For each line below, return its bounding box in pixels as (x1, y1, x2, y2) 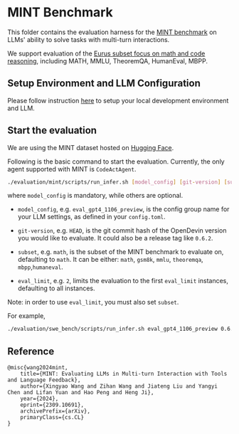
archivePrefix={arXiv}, (20, 408, 91, 415)
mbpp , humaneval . (17, 263, 63, 271)
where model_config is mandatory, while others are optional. (7, 191, 184, 200)
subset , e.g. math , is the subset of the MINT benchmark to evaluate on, (17, 248, 224, 256)
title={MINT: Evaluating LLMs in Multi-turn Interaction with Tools (20, 371, 228, 378)
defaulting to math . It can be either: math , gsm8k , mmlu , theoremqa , (17, 255, 204, 264)
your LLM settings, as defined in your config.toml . (17, 213, 166, 221)
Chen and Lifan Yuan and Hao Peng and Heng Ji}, (7, 389, 154, 396)
